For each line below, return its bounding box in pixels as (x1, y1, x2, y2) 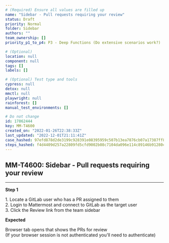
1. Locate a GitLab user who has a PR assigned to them (5, 197, 119, 203)
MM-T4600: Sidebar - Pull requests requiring (5, 160, 150, 169)
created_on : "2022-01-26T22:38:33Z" (5, 128, 82, 133)
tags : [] (5, 63, 24, 68)
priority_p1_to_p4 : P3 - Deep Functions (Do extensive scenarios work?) (5, 40, 161, 45)
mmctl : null (5, 91, 30, 96)
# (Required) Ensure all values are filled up (5, 7, 105, 13)
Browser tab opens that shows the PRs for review (5, 227, 108, 233)
